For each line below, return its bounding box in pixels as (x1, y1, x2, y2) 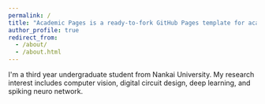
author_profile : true (8, 26, 80, 34)
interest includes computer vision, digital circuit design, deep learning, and (8, 78, 251, 87)
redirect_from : (8, 33, 58, 42)
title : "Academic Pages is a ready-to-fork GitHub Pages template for (8, 19, 245, 27)
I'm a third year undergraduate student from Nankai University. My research (8, 70, 255, 79)
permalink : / (8, 11, 51, 20)
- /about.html (15, 48, 62, 56)
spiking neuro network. (8, 87, 84, 95)
